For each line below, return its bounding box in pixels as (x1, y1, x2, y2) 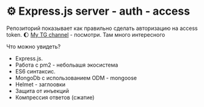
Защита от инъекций (15, 87, 69, 94)
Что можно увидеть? (6, 43, 61, 50)
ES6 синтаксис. (15, 67, 56, 75)
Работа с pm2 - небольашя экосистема (15, 61, 118, 68)
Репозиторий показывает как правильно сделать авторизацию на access (6, 24, 198, 32)
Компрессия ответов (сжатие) (15, 94, 95, 101)
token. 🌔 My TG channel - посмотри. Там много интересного (6, 31, 166, 38)
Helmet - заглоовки (15, 81, 66, 88)
